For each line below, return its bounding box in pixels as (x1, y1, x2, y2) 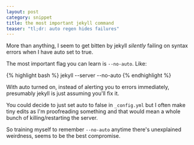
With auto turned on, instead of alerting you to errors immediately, (6, 84, 170, 91)
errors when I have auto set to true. (6, 49, 94, 56)
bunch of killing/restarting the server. (6, 114, 98, 122)
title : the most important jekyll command (6, 20, 114, 26)
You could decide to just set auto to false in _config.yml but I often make (6, 102, 186, 109)
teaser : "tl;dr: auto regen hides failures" (6, 25, 120, 32)
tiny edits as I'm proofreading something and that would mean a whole (6, 108, 181, 115)
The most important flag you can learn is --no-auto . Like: (6, 60, 147, 67)
